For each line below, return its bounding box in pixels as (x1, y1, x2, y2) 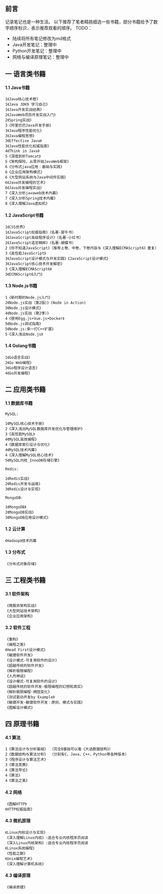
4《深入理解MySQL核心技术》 (5, 452, 55, 457)
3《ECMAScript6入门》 (5, 271, 45, 277)
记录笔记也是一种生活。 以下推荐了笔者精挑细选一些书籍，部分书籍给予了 (5, 19, 154, 25)
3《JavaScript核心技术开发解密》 (5, 261, 65, 266)
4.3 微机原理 (5, 818, 31, 824)
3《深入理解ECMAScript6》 (5, 267, 52, 271)
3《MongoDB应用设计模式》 (5, 515, 50, 520)
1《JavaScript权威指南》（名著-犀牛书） (5, 229, 76, 235)
